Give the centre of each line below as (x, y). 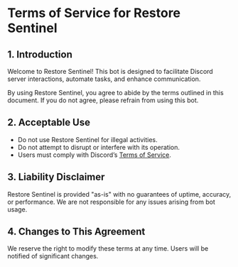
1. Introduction (40, 54)
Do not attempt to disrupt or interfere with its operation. (98, 147)
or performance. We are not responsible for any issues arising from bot (111, 202)
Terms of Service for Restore (94, 13)
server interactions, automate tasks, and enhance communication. (104, 79)
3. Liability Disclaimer (56, 177)
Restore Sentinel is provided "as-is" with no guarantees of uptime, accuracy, (119, 194)
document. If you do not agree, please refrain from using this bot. (103, 100)
